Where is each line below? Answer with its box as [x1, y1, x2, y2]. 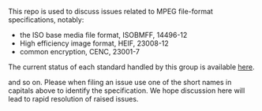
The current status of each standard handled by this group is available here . [8, 62, 255, 72]
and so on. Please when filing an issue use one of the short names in [8, 78, 232, 87]
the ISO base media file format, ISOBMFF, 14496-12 [19, 31, 188, 39]
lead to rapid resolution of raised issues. [8, 94, 139, 103]
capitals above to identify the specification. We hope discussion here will [8, 86, 245, 95]
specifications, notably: [8, 15, 84, 24]
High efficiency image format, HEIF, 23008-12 [19, 39, 170, 48]
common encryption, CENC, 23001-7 [19, 47, 140, 56]
